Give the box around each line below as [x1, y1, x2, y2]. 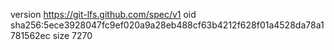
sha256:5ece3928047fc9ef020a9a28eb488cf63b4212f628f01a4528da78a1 [10, 19, 325, 31]
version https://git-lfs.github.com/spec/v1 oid [10, 9, 197, 20]
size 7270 [52, 30, 93, 41]
